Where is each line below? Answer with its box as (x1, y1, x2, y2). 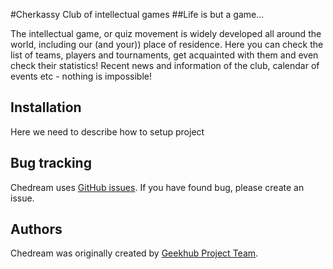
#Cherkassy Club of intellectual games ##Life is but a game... (10, 9, 265, 20)
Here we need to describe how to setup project (10, 125, 205, 138)
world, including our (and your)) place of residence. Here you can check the (10, 39, 324, 50)
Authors (10, 221, 63, 238)
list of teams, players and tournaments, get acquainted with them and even (10, 49, 319, 61)
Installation (10, 99, 82, 116)
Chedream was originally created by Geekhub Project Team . (10, 247, 259, 259)
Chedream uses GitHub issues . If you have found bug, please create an (10, 181, 305, 193)
